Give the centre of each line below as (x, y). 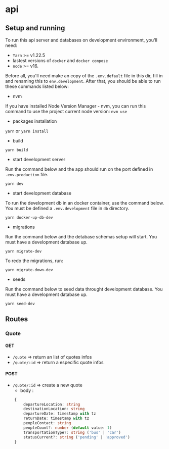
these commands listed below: (37, 86)
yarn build (17, 150)
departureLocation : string (52, 404)
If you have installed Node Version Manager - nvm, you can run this (76, 106)
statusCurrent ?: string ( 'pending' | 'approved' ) (77, 437)
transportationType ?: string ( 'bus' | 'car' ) (72, 432)
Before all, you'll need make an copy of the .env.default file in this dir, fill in (84, 76)
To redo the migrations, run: (34, 261)
